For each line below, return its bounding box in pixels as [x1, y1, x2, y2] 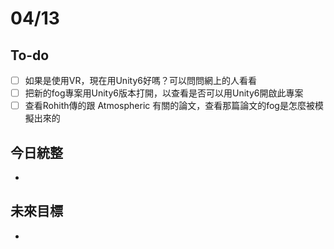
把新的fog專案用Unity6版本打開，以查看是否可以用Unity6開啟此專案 [24, 87, 304, 99]
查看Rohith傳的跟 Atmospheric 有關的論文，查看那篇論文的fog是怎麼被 [24, 100, 315, 112]
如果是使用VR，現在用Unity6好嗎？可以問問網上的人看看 [24, 75, 257, 86]
